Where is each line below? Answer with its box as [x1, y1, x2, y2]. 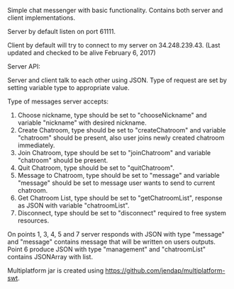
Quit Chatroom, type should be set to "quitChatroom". [17, 164, 175, 172]
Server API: [7, 62, 40, 70]
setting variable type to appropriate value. [7, 84, 130, 91]
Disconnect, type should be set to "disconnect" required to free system [17, 209, 227, 217]
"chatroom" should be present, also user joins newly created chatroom [17, 134, 225, 142]
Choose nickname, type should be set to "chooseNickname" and [17, 111, 207, 119]
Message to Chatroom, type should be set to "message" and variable [17, 171, 220, 179]
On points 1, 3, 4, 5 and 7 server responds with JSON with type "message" [7, 230, 225, 238]
